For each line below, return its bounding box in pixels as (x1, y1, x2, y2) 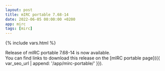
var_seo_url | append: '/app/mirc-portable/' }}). (5, 60, 103, 66)
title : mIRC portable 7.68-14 (5, 12, 69, 17)
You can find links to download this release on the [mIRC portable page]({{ (5, 55, 160, 61)
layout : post (5, 7, 33, 13)
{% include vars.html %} (5, 40, 57, 46)
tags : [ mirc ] (5, 26, 33, 31)
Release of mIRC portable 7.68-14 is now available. (5, 50, 111, 56)
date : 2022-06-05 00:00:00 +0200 (5, 17, 76, 22)
